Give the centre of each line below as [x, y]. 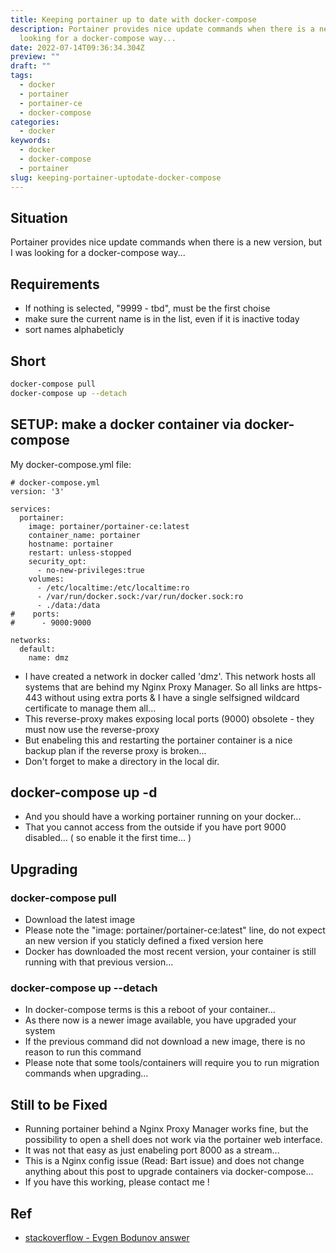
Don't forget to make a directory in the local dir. [122, 761]
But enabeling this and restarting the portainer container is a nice [158, 740]
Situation [39, 217]
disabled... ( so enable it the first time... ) [108, 838]
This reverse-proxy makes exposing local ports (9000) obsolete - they [169, 718]
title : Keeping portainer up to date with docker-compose [133, 19]
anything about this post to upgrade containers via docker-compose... [169, 1172]
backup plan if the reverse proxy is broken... [115, 750]
